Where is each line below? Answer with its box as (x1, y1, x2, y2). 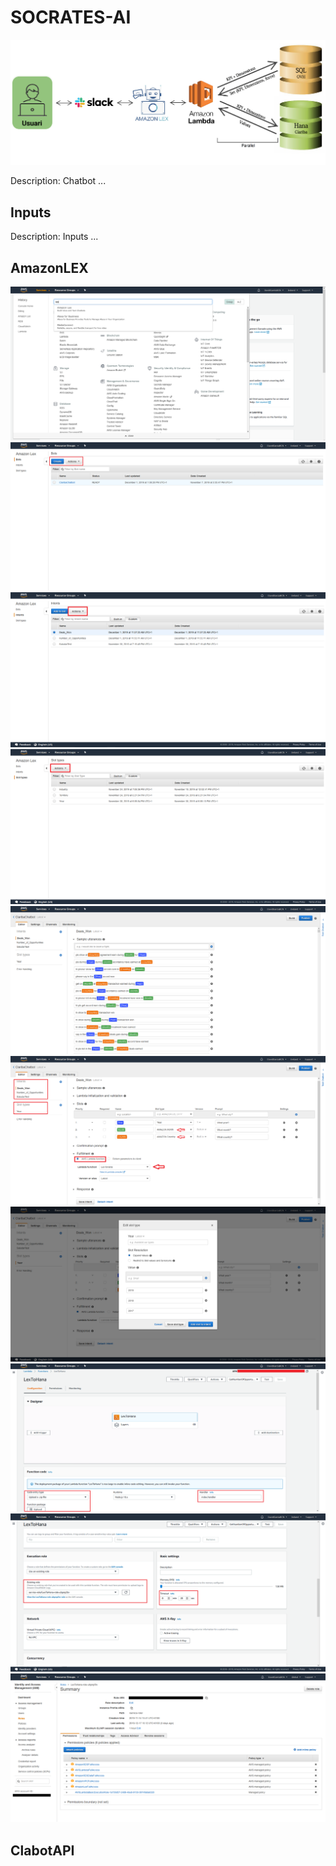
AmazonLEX (10, 259, 89, 276)
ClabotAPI (10, 1842, 75, 1859)
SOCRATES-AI (10, 6, 132, 29)
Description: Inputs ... (10, 231, 99, 243)
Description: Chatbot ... (10, 175, 107, 187)
